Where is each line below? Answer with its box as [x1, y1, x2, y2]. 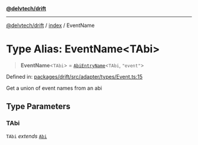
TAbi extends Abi [6, 132, 47, 140]
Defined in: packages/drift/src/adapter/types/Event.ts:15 [6, 73, 143, 80]
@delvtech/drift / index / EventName [6, 22, 95, 29]
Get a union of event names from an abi [6, 85, 103, 92]
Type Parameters [6, 102, 71, 112]
